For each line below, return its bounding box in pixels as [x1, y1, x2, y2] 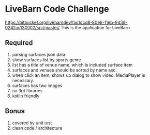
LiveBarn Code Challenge [5, 3, 109, 15]
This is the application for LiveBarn [60, 24, 130, 30]
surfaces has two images [12, 83, 62, 88]
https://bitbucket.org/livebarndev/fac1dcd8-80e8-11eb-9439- [5, 19, 128, 25]
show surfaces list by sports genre [12, 57, 81, 63]
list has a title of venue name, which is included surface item [12, 62, 133, 67]
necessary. [12, 77, 34, 83]
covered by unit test [12, 120, 52, 126]
